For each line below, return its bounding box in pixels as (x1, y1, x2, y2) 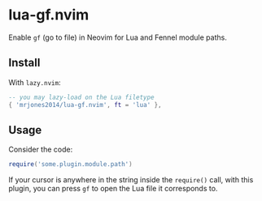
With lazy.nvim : (8, 77, 61, 87)
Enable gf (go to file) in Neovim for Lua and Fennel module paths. (8, 32, 228, 42)
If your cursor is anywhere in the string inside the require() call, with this (8, 175, 254, 185)
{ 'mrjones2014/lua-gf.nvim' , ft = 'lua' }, (8, 100, 162, 109)
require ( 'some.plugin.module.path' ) (8, 160, 133, 169)
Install (8, 56, 41, 70)
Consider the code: (8, 144, 73, 155)
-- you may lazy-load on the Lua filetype (8, 93, 155, 101)
